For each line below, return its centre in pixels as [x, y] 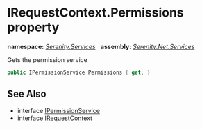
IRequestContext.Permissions [95, 13]
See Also [27, 94]
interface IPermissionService [59, 110]
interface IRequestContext [54, 118]
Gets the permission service [48, 59]
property [33, 27]
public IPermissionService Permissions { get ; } [79, 72]
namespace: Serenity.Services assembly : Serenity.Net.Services [101, 46]
